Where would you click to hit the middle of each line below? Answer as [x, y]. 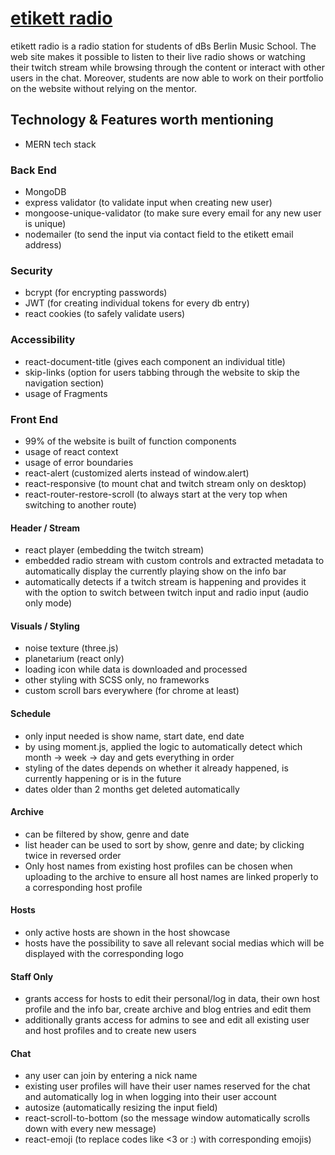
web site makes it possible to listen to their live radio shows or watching [158, 56]
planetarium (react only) [74, 659]
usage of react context [71, 451]
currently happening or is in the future [103, 778]
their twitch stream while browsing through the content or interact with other [167, 67]
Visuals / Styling [45, 626]
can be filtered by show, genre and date [107, 834]
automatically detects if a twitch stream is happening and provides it [165, 582]
